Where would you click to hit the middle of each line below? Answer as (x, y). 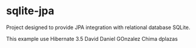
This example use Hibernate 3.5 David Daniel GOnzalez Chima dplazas (92, 39)
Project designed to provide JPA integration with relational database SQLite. (98, 27)
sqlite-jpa (30, 11)
